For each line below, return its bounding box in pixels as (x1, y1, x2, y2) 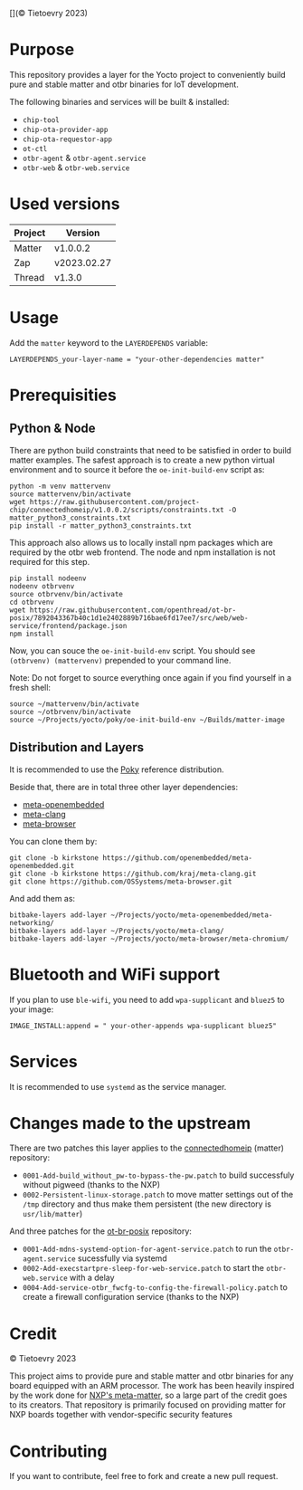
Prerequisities (9, 385, 118, 406)
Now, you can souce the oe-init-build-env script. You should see (9, 645, 256, 655)
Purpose (9, 40, 75, 60)
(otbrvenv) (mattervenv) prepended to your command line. (9, 654, 232, 665)
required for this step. (9, 556, 90, 567)
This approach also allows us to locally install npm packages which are (9, 537, 273, 548)
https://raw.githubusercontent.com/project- (29, 497, 201, 506)
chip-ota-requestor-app (22, 135, 113, 144)
